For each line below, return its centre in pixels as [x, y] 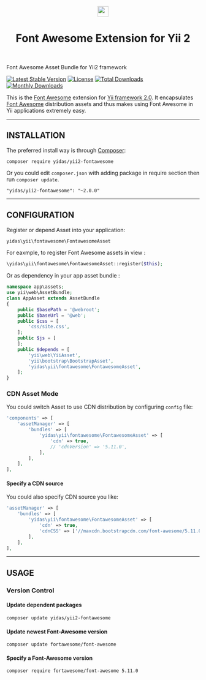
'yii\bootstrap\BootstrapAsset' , [71, 361]
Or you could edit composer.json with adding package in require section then [103, 173]
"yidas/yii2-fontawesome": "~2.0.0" [53, 191]
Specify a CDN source [35, 483]
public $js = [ [37, 338]
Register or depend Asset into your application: [66, 230]
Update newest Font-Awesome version [57, 632]
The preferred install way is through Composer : [66, 150]
